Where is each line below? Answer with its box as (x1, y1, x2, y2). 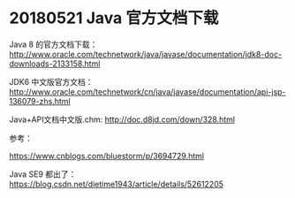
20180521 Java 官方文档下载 (9, 8, 219, 28)
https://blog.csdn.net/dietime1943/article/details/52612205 (9, 179, 223, 189)
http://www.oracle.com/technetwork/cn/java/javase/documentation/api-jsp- (9, 86, 286, 97)
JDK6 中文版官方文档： (9, 76, 95, 87)
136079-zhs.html (9, 95, 71, 106)
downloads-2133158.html (9, 58, 101, 69)
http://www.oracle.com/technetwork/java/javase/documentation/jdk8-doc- (9, 49, 283, 59)
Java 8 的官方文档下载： (9, 39, 98, 49)
